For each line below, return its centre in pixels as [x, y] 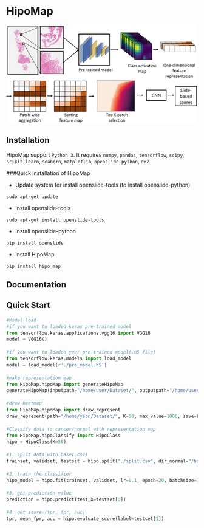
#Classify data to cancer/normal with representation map [81, 429]
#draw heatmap [24, 403]
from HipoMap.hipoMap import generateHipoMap [65, 384]
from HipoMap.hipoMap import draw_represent [63, 410]
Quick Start [28, 305]
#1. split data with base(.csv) [47, 455]
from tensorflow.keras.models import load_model [69, 359]
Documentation [36, 285]
